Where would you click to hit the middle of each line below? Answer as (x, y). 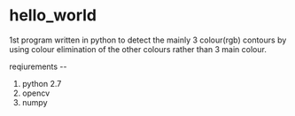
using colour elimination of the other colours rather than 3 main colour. (138, 49)
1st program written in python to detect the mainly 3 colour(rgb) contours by (148, 40)
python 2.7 (42, 83)
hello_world (53, 15)
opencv (36, 93)
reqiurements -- (38, 66)
